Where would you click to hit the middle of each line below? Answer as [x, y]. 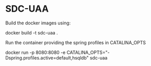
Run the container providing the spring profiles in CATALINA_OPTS [76, 42]
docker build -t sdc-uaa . [32, 32]
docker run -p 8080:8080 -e [35, 52]
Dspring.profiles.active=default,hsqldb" [47, 58]
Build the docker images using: [38, 23]
